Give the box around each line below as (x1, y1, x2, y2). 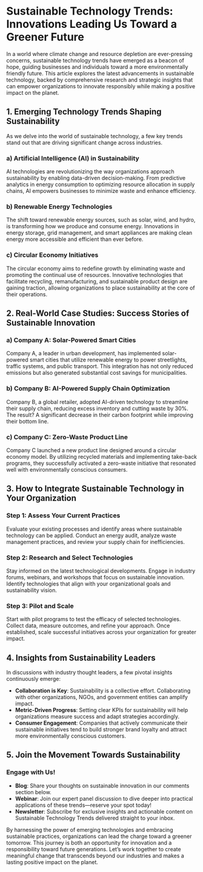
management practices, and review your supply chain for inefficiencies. (6, 538, 185, 545)
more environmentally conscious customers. (15, 732, 126, 740)
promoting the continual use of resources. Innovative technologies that (6, 271, 183, 278)
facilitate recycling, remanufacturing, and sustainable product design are (6, 277, 188, 285)
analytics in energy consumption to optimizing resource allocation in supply (6, 181, 195, 188)
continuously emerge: (6, 675, 61, 683)
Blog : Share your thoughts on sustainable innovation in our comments (15, 782, 190, 789)
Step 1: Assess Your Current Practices (6, 511, 121, 520)
